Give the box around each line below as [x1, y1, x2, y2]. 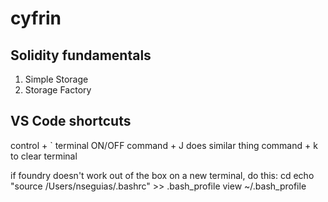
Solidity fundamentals [10, 47, 152, 64]
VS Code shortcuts [10, 113, 132, 130]
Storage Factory [24, 84, 92, 96]
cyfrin [10, 7, 62, 30]
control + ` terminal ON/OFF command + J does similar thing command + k [10, 139, 318, 151]
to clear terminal [10, 150, 78, 162]
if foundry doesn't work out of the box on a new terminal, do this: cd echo [10, 169, 315, 181]
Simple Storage [24, 73, 89, 85]
